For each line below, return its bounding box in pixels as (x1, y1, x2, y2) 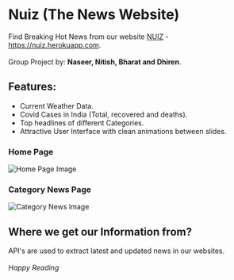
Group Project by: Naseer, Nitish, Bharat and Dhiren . (8, 57, 182, 67)
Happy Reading (8, 263, 59, 273)
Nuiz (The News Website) (8, 6, 180, 24)
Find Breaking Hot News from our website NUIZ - (8, 32, 169, 41)
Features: (8, 80, 57, 94)
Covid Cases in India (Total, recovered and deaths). (19, 109, 188, 119)
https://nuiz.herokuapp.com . (8, 40, 102, 49)
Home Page (8, 146, 54, 157)
